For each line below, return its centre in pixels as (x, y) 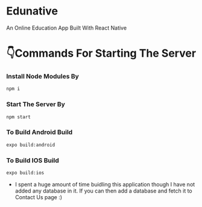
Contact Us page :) (38, 197)
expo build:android (31, 145)
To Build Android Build (39, 132)
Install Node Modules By (43, 77)
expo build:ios (25, 173)
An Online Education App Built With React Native (67, 28)
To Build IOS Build (33, 160)
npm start (19, 117)
